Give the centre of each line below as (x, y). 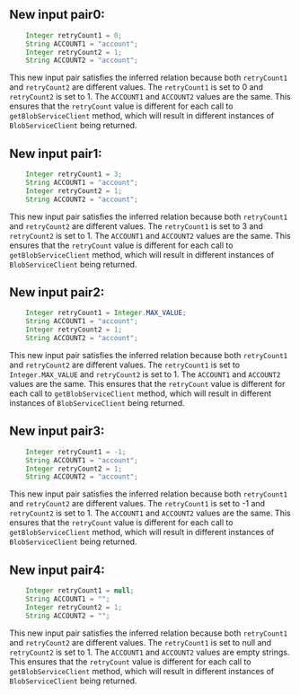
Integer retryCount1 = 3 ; (74, 174)
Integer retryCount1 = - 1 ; (76, 452)
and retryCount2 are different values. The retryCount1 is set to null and (141, 642)
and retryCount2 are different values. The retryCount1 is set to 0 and (136, 87)
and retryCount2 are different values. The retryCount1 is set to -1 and (137, 504)
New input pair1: (56, 153)
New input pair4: (57, 570)
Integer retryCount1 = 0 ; (74, 35)
